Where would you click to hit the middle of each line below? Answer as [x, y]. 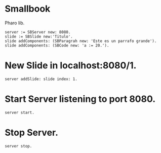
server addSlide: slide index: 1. [41, 79]
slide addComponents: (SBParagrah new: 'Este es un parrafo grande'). [81, 41]
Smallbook [28, 9]
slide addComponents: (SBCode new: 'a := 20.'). [57, 45]
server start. [20, 112]
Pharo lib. [15, 23]
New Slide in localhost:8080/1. [71, 66]
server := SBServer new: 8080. [38, 32]
